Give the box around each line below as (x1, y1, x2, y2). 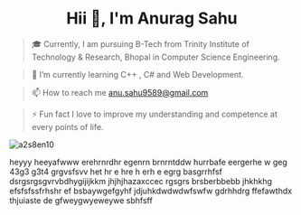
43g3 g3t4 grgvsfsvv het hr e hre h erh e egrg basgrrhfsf (9, 166, 223, 177)
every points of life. (31, 121, 104, 132)
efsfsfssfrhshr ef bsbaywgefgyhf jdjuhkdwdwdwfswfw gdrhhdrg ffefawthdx (9, 185, 292, 196)
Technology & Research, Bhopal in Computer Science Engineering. (31, 51, 280, 62)
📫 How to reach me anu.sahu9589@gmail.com (31, 87, 209, 98)
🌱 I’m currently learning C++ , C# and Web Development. (31, 69, 244, 79)
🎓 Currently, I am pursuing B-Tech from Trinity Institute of (31, 38, 250, 49)
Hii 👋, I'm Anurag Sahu (66, 8, 238, 29)
